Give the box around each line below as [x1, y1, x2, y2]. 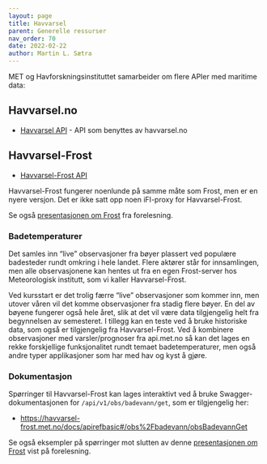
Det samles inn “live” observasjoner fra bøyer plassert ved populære [8, 249, 237, 258]
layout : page [8, 11, 53, 20]
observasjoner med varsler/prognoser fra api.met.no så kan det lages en [8, 333, 250, 343]
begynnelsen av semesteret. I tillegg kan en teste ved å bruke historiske [8, 316, 248, 326]
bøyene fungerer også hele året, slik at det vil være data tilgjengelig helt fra [8, 307, 259, 317]
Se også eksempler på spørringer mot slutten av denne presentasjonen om [8, 438, 258, 448]
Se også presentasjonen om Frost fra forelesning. [8, 210, 174, 219]
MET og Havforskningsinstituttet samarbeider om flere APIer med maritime [8, 72, 257, 81]
